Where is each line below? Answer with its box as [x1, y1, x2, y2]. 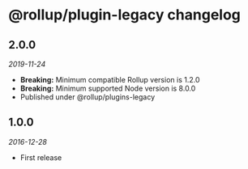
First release [19, 152, 62, 163]
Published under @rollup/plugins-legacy [19, 92, 156, 102]
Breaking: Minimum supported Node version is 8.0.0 [19, 83, 196, 93]
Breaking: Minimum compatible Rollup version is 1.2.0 [19, 75, 200, 84]
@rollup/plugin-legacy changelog [8, 6, 242, 24]
